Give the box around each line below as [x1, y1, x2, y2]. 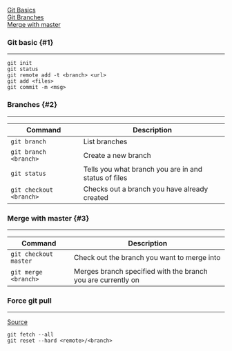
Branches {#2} [7, 100, 57, 110]
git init [7, 60, 32, 67]
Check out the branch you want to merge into [73, 252, 221, 262]
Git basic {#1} [7, 37, 54, 47]
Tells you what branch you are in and [83, 164, 202, 174]
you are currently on [73, 275, 139, 285]
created [83, 192, 109, 202]
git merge [10, 268, 43, 276]
